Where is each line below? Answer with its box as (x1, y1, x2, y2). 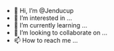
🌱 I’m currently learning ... (13, 21, 88, 29)
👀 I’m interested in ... (13, 14, 73, 22)
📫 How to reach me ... (13, 37, 78, 44)
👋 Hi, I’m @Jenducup (13, 7, 74, 14)
